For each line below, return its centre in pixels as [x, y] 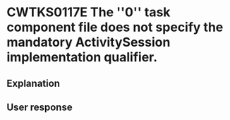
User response [40, 107]
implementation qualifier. [82, 58]
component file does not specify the [115, 27]
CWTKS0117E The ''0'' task [89, 12]
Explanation [34, 83]
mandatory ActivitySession [89, 42]
